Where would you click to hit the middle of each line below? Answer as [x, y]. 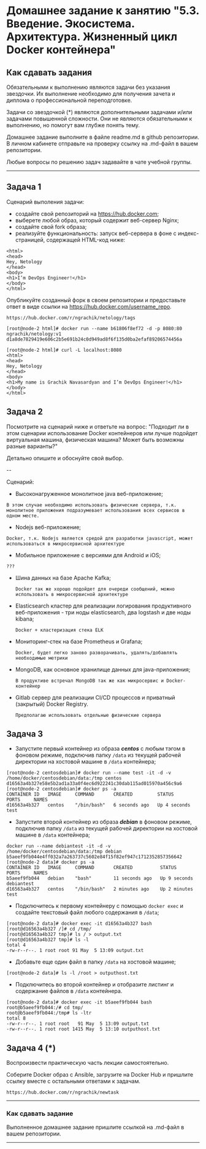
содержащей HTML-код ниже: [86, 239]
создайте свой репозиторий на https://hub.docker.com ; [87, 214]
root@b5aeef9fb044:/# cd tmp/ [45, 1008]
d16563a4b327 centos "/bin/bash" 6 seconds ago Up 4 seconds [98, 805]
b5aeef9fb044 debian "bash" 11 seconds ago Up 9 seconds [100, 878]
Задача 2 [25, 412]
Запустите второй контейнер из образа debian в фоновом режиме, [103, 822]
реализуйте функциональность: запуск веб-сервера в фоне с [96, 233]
